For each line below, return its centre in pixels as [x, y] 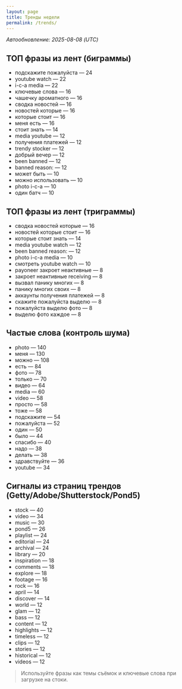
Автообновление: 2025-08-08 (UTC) [52, 40]
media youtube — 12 [40, 136]
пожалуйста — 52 [37, 423]
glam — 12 [28, 611]
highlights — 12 [33, 630]
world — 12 [29, 605]
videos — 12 [30, 662]
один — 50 [29, 430]
